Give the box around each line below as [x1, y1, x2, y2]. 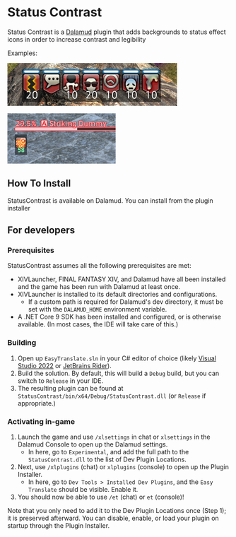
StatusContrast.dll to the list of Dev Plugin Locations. [28, 455, 187, 464]
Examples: [7, 49, 37, 57]
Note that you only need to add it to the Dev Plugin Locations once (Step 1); [7, 507, 227, 515]
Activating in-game [7, 416, 76, 426]
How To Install [7, 177, 71, 189]
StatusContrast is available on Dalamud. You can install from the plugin [7, 196, 213, 205]
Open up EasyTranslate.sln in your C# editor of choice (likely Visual [17, 354, 217, 362]
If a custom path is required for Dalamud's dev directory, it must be [28, 297, 224, 306]
